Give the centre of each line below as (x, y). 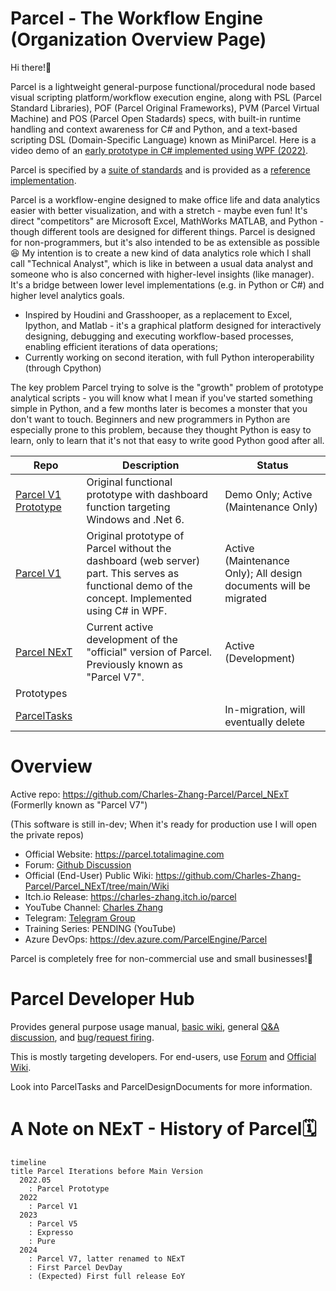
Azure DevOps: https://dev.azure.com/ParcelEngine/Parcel (146, 939)
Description (151, 465)
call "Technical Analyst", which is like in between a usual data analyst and (161, 263)
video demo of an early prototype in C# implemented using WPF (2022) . (159, 150)
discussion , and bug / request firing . (82, 1037)
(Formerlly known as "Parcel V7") (79, 804)
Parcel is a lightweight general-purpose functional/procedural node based (163, 86)
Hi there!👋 (31, 67)
